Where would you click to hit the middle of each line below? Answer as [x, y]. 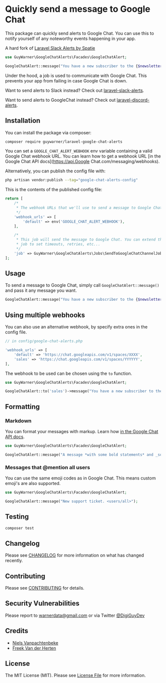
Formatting [22, 407]
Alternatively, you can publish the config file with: [55, 171]
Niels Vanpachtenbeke [35, 643]
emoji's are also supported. [33, 483]
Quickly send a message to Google [78, 9]
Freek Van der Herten [34, 648]
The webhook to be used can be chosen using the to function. [69, 373]
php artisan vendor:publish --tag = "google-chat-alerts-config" [72, 180]
